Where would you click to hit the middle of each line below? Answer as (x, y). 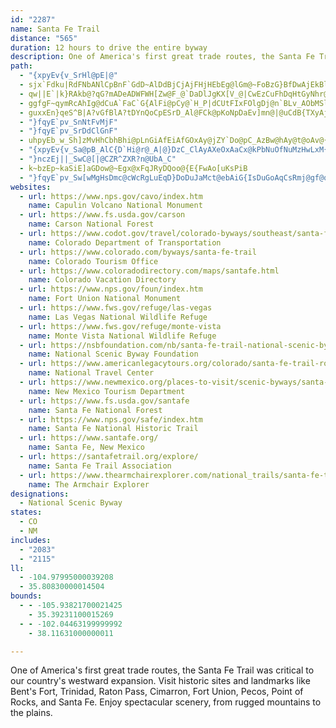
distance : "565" (44, 38)
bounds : (26, 596)
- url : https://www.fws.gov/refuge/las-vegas (116, 308)
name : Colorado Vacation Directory (102, 280)
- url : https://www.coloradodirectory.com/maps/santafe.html (149, 271)
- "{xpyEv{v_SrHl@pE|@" (68, 76)
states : (26, 512)
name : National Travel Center (91, 373)
